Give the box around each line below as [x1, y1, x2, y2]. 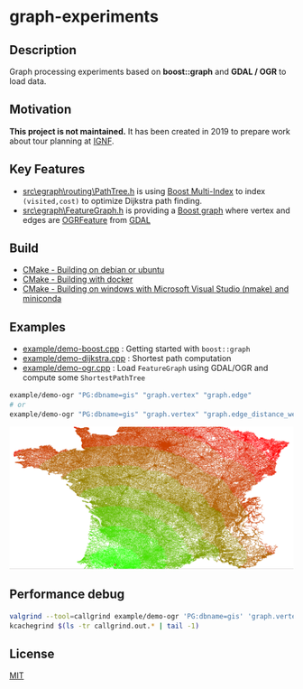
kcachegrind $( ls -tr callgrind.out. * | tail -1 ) [9, 621, 200, 630]
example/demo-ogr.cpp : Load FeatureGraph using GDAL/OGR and [22, 363, 269, 374]
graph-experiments [9, 6, 160, 27]
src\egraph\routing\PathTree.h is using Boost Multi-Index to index [22, 185, 266, 196]
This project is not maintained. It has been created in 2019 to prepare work [9, 126, 291, 136]
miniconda [22, 293, 62, 304]
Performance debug [9, 587, 124, 602]
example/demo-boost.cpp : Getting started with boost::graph [22, 343, 251, 354]
